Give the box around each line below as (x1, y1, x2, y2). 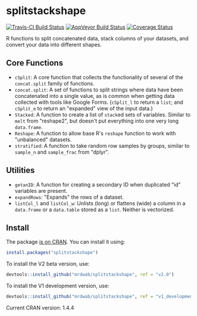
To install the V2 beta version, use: (6, 260, 90, 267)
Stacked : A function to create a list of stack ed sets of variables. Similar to (14, 111, 191, 118)
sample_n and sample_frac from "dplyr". (14, 148, 110, 155)
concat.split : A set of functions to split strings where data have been (14, 86, 184, 93)
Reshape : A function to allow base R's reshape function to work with (14, 130, 176, 137)
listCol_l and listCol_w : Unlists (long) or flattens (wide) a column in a (14, 199, 186, 206)
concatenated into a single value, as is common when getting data (14, 92, 175, 99)
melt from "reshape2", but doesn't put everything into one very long (14, 117, 179, 124)
